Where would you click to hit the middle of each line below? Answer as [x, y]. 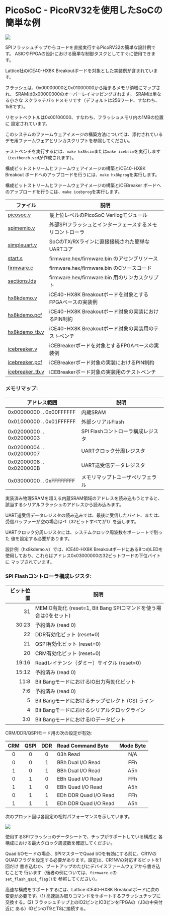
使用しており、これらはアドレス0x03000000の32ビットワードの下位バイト [83, 556]
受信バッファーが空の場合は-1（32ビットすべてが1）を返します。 [72, 522]
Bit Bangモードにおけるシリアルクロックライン [90, 710]
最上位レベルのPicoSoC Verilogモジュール [98, 215]
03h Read [69, 754]
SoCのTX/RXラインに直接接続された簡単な [99, 241]
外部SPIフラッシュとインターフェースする [98, 224]
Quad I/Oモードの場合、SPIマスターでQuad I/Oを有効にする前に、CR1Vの [81, 853]
